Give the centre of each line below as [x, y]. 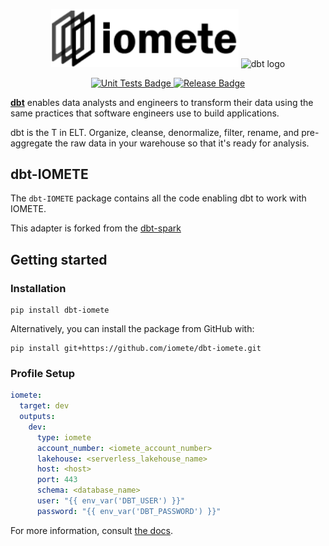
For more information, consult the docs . [91, 530]
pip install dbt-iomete [60, 310]
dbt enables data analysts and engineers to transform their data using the [162, 102]
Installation [38, 288]
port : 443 [57, 480]
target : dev [44, 406]
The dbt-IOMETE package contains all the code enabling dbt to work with [158, 198]
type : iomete [64, 437]
